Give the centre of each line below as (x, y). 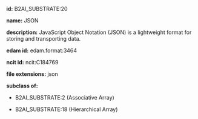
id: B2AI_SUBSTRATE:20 (37, 9)
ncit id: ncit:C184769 (32, 62)
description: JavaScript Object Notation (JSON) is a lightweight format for (99, 32)
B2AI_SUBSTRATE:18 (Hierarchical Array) (66, 109)
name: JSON (22, 20)
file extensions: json (32, 74)
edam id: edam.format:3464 (42, 50)
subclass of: (22, 86)
